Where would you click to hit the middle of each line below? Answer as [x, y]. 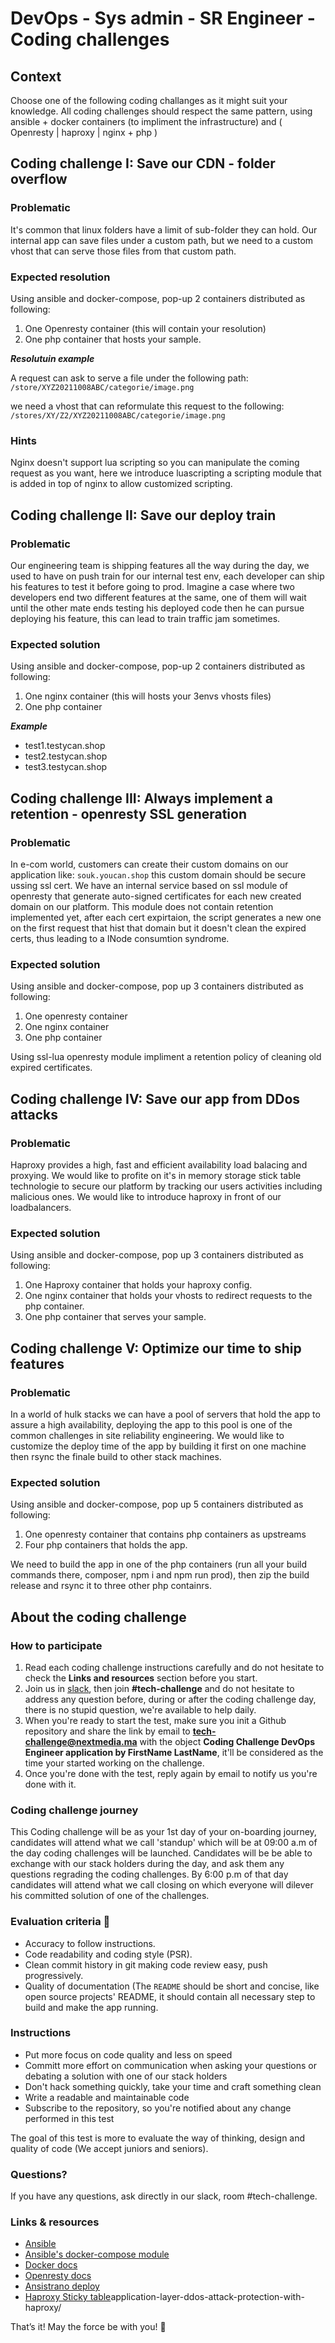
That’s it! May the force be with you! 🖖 [88, 2327]
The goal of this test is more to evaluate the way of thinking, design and [158, 2138]
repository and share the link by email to [107, 1731]
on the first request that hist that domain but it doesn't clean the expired [158, 928]
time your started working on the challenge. [114, 1763]
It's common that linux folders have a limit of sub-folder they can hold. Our [164, 229]
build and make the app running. [91, 2007]
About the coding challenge [98, 1617]
